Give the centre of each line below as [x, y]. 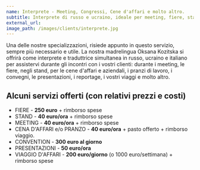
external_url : [24, 23]
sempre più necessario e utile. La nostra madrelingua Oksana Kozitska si [95, 52]
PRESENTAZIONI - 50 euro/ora [53, 148]
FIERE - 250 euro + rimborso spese [58, 110]
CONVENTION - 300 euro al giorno [58, 142]
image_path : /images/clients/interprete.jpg [62, 28]
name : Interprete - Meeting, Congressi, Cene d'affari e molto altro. [96, 12]
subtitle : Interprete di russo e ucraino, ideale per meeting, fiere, [96, 17]
